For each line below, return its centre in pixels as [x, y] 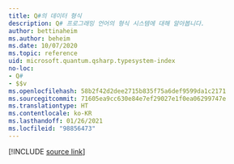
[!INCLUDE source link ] [47, 151]
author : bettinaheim [43, 31]
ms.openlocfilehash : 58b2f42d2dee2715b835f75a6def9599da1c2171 [117, 91]
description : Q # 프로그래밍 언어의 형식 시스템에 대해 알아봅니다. [106, 23]
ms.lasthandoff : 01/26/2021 [56, 121]
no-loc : [21, 69]
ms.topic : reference [43, 53]
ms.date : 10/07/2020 [43, 46]
